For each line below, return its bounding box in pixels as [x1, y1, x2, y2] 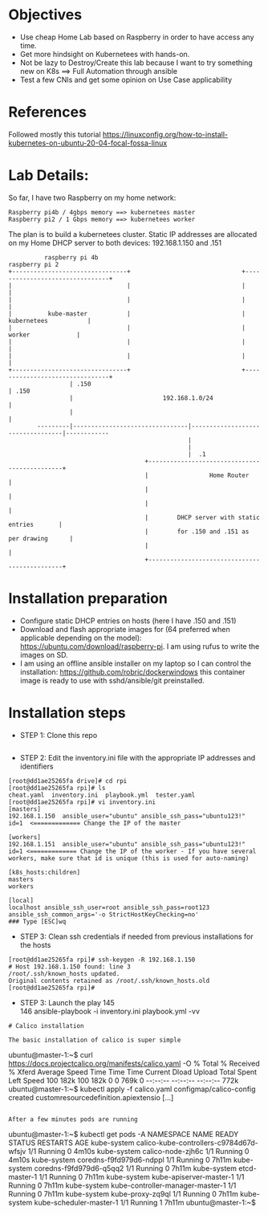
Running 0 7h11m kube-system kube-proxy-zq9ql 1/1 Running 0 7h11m [8, 1188, 238, 1198]
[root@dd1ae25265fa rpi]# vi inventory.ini [8, 797, 156, 806]
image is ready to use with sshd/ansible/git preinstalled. [19, 675, 205, 685]
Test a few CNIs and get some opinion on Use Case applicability [19, 75, 233, 84]
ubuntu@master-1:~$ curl [8, 1050, 94, 1059]
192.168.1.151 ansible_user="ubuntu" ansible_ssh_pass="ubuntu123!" [8, 840, 246, 848]
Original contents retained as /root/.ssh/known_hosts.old [8, 976, 210, 985]
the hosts [19, 940, 51, 949]
